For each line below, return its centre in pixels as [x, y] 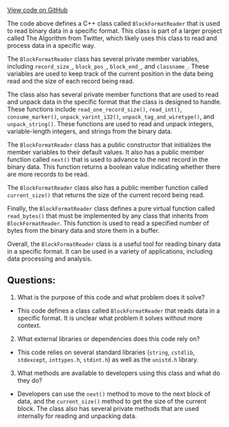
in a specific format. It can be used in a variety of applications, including [110, 251]
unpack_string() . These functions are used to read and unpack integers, [110, 124]
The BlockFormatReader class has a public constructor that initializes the [109, 145]
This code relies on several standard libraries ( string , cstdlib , [106, 352]
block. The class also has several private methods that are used [108, 408]
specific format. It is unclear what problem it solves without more [110, 317]
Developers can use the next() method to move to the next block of [114, 394]
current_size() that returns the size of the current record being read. [106, 195]
